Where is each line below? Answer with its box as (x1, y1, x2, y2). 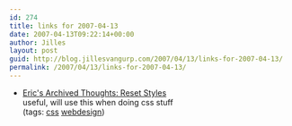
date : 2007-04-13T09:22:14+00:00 (9, 29, 135, 38)
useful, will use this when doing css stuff (22, 97, 173, 107)
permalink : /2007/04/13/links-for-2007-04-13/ (9, 63, 187, 72)
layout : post (9, 46, 58, 55)
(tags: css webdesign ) (22, 106, 105, 117)
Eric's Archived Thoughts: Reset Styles (22, 87, 167, 98)
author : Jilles (9, 38, 66, 47)
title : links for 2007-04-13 (9, 21, 119, 30)
